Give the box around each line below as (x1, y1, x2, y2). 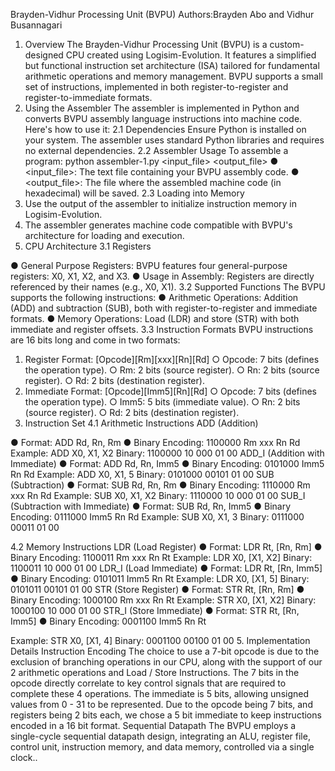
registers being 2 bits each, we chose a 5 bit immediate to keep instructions (10, 709, 322, 721)
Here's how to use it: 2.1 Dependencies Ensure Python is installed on (24, 124, 307, 135)
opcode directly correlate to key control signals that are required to (10, 677, 287, 689)
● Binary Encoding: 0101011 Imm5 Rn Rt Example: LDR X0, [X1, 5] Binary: (10, 573, 310, 584)
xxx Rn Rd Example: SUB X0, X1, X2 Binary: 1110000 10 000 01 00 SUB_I (10, 490, 306, 501)
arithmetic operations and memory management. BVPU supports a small (24, 70, 323, 82)
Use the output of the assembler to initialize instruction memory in (24, 198, 298, 209)
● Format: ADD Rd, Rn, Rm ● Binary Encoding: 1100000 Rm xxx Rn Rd (10, 437, 301, 448)
